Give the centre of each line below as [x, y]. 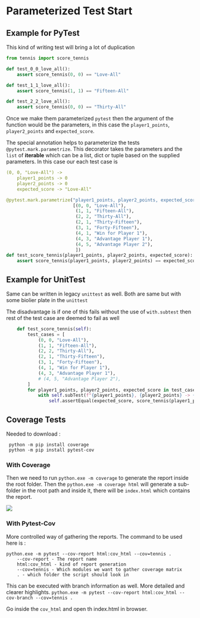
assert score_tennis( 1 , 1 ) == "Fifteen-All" [73, 91]
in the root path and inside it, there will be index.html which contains [106, 490]
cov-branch [20, 598]
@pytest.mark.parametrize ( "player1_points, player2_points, [82, 200]
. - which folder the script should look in [73, 574]
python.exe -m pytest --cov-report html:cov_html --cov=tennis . [89, 554]
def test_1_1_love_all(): [38, 85]
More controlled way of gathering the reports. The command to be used [94, 536]
